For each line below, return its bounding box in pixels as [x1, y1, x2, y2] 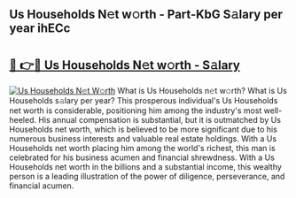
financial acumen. [9, 180, 74, 191]
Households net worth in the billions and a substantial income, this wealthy [9, 162, 282, 171]
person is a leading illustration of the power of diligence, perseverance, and [9, 171, 285, 181]
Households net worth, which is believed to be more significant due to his [9, 124, 277, 134]
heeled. [9, 115, 37, 125]
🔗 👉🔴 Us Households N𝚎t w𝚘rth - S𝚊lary [9, 57, 241, 72]
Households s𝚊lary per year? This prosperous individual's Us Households [9, 95, 278, 105]
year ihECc [9, 21, 71, 36]
